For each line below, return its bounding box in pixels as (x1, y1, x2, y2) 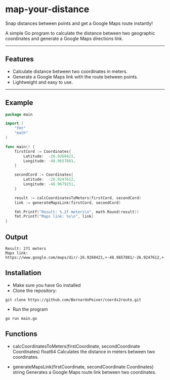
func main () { (5, 144, 35, 149)
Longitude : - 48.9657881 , (23, 158, 76, 163)
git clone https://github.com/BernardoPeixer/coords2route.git (5, 297, 142, 302)
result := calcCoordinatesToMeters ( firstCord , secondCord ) (14, 195, 142, 200)
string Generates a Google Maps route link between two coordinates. (12, 369, 157, 375)
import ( (5, 121, 24, 126)
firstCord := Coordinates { (14, 149, 71, 154)
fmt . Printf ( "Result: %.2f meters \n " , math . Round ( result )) (14, 209, 139, 215)
